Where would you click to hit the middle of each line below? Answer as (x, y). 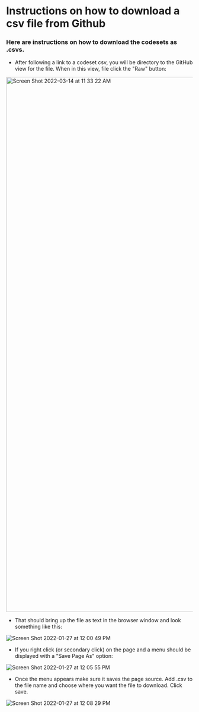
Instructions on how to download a (93, 11)
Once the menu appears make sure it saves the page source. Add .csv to (104, 679)
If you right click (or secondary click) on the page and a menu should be (103, 650)
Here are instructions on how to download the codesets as (92, 42)
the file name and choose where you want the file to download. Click (98, 685)
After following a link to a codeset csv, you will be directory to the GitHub (104, 62)
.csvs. (15, 50)
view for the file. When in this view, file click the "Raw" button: (91, 69)
